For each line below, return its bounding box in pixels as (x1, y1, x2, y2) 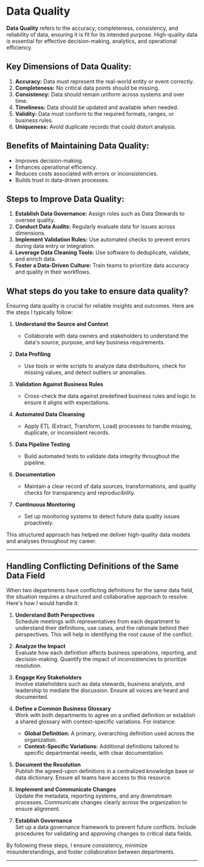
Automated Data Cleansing (15, 411, 85, 418)
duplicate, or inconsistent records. (24, 429, 110, 436)
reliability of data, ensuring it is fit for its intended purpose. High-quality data (6, 30, 198, 38)
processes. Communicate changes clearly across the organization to (15, 799, 188, 805)
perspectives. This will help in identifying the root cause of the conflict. (15, 631, 193, 638)
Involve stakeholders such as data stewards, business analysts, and (15, 681, 185, 687)
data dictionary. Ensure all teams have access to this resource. (15, 774, 172, 781)
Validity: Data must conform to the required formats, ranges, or (15, 110, 174, 117)
